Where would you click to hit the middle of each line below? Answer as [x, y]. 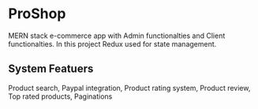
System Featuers [51, 69]
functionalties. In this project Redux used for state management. [112, 43]
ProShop [37, 14]
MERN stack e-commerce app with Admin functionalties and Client [117, 36]
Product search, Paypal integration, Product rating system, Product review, [129, 88]
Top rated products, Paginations [60, 96]
